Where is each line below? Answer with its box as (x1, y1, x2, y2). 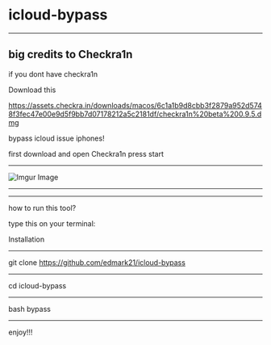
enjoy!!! (8, 327, 33, 337)
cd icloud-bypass (8, 280, 67, 290)
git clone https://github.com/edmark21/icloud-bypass (8, 257, 186, 267)
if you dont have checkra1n (8, 69, 98, 78)
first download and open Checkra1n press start (8, 149, 164, 158)
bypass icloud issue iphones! (8, 133, 105, 143)
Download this (8, 85, 56, 95)
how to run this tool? (8, 203, 77, 212)
